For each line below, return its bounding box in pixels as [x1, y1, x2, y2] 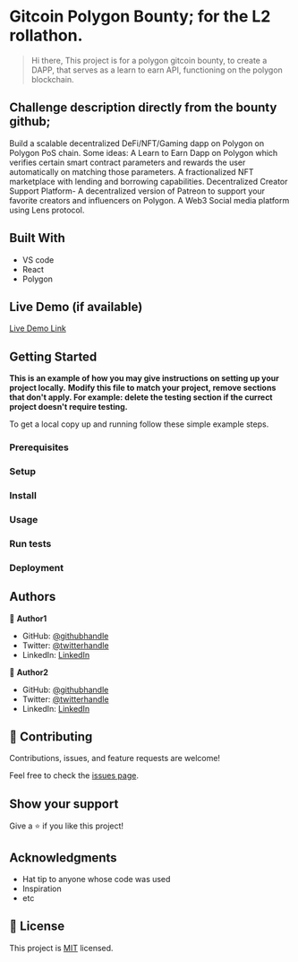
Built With [9, 230, 65, 246]
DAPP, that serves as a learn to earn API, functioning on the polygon [30, 65, 284, 75]
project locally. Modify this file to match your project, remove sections [9, 383, 277, 394]
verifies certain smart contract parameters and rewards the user [9, 157, 246, 168]
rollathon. [9, 25, 83, 46]
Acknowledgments [9, 850, 118, 865]
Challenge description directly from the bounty [9, 100, 277, 116]
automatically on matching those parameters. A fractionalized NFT [9, 166, 254, 177]
